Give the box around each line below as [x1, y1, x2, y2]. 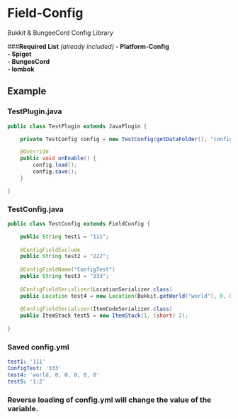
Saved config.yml [7, 342, 69, 352]
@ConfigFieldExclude [20, 246, 81, 253]
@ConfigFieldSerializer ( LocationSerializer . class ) [20, 286, 173, 293]
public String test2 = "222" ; [20, 253, 110, 260]
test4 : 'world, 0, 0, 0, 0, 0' [7, 371, 100, 379]
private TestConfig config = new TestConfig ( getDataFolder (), [20, 135, 208, 143]
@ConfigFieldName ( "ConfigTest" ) [20, 266, 115, 274]
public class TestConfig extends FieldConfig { [7, 220, 151, 228]
